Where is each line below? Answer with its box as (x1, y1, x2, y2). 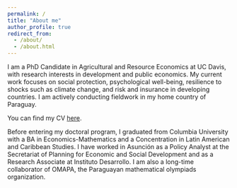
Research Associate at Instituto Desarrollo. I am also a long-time (7, 158, 195, 166)
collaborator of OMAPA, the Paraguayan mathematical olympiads (7, 165, 197, 173)
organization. (7, 172, 46, 181)
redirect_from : (7, 30, 52, 37)
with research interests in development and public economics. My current (7, 70, 223, 78)
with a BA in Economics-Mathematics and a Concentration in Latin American (7, 135, 230, 143)
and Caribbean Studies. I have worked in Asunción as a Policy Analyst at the (7, 143, 229, 151)
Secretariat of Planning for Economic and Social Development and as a (7, 150, 214, 158)
